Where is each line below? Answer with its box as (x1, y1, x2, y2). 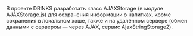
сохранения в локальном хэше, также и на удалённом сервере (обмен (6, 17, 188, 24)
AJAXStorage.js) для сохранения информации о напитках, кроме (6, 11, 172, 18)
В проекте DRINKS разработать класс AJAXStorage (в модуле (6, 5, 164, 12)
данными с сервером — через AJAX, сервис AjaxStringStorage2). (6, 23, 173, 30)
